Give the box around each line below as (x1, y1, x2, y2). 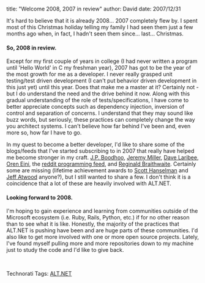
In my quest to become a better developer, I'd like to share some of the (6, 141, 185, 149)
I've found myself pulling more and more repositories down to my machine (6, 240, 194, 247)
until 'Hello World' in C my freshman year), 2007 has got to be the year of (6, 64, 192, 72)
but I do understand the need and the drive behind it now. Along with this (6, 90, 190, 97)
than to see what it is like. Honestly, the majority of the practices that (6, 220, 179, 228)
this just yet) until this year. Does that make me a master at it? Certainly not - (6, 84, 199, 91)
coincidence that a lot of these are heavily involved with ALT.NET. (6, 180, 171, 187)
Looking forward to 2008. (6, 194, 73, 201)
